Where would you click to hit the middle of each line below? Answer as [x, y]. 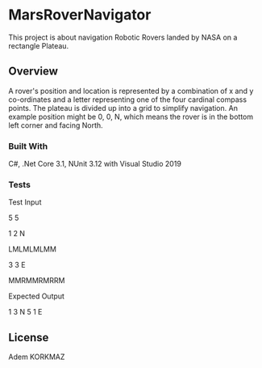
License [29, 337]
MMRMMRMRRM [37, 281]
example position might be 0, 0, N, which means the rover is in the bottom [131, 116]
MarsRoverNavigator [80, 15]
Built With [28, 146]
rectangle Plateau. [39, 45]
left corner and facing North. [56, 125]
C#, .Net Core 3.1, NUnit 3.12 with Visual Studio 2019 [95, 164]
